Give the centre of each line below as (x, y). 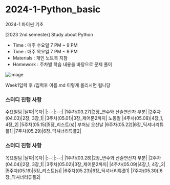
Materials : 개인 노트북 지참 (40, 58)
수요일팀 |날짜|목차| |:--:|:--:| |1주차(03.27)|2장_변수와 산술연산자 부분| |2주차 (83, 112)
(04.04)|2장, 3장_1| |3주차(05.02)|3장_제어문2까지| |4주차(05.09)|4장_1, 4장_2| (85, 164)
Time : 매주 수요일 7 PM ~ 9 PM (45, 45)
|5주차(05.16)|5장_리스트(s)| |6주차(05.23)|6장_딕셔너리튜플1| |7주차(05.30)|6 (84, 171)
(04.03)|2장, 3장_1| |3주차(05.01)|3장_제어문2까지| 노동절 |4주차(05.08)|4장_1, (84, 118)
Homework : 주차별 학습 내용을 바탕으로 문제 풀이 (62, 64)
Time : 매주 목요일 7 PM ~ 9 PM (45, 51)
